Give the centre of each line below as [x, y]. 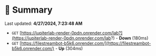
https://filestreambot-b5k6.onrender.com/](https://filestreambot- [86, 43]
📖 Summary [29, 10]
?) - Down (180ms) [130, 38]
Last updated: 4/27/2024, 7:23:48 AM [44, 23]
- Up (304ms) [69, 48]
